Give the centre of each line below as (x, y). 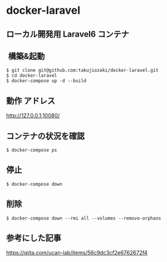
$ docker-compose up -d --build (46, 81)
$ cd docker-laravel (32, 76)
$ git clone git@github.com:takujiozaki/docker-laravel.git (83, 70)
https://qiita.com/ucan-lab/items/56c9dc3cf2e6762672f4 (77, 253)
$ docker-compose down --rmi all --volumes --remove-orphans (84, 218)
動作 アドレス (31, 100)
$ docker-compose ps (32, 150)
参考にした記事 (34, 238)
